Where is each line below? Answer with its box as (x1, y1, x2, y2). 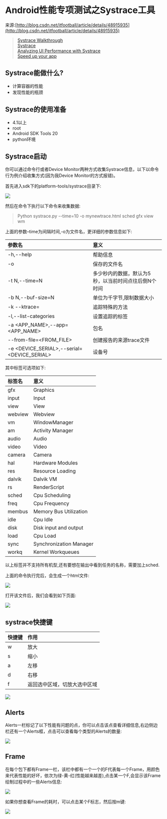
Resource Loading (33, 468, 76, 475)
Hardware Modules (33, 460, 78, 467)
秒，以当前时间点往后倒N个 (92, 278, 157, 285)
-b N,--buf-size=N (7, 294, 55, 301)
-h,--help (7, 251, 32, 258)
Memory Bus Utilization (33, 508, 88, 515)
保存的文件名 (92, 261, 123, 268)
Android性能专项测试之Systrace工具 (5, 4, 156, 16)
